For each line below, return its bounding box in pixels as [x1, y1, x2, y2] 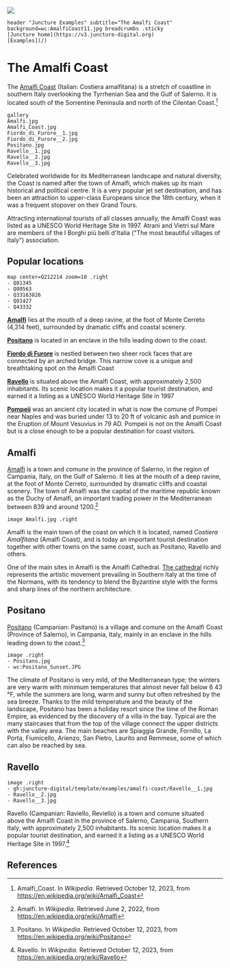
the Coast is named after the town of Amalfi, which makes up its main [7, 179, 203, 187]
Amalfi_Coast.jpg [7, 123, 57, 130]
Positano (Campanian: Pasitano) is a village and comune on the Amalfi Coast [7, 623, 223, 631]
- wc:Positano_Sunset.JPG [7, 664, 81, 671]
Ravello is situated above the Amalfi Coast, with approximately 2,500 [7, 377, 202, 386]
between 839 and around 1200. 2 [7, 501, 99, 510]
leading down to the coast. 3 [7, 637, 86, 647]
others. [7, 549, 27, 558]
